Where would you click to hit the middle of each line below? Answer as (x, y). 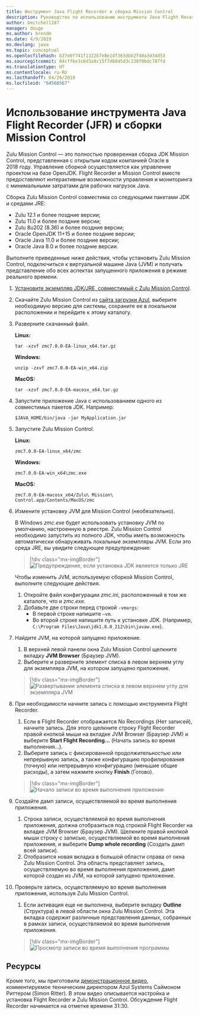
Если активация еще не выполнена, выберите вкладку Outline (102, 905)
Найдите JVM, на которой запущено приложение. (78, 638)
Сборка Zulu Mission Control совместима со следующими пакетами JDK (98, 197)
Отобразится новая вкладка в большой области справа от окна (104, 856)
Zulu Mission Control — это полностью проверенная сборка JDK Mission (97, 154)
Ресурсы (24, 966)
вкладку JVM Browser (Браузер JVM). (72, 655)
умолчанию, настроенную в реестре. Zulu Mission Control (88, 529)
